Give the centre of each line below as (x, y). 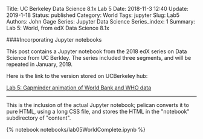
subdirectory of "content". (39, 118)
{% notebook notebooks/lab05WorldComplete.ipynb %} (76, 130)
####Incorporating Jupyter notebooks (54, 40)
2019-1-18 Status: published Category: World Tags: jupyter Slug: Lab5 (93, 15)
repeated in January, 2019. (40, 64)
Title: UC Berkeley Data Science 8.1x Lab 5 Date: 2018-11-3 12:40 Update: (97, 9)
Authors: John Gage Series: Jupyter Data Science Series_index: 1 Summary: (101, 21)
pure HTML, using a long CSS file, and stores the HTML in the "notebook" (98, 112)
